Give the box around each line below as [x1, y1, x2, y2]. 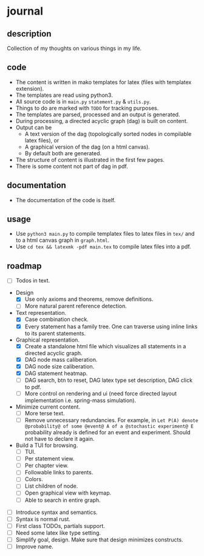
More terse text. [24, 409, 65, 417]
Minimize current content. [15, 403, 81, 410]
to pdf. [24, 383, 41, 390]
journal [7, 4, 44, 18]
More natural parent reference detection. [24, 303, 127, 310]
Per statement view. [24, 455, 75, 462]
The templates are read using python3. [15, 91, 113, 99]
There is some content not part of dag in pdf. [15, 163, 128, 170]
